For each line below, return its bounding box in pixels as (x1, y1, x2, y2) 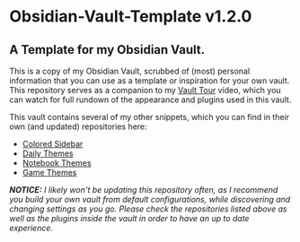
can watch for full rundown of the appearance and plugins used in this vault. (9, 94, 292, 105)
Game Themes (22, 168, 77, 177)
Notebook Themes (22, 158, 92, 168)
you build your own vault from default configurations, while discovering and (9, 194, 291, 204)
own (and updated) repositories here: (9, 121, 147, 132)
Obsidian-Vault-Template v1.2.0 (9, 6, 252, 27)
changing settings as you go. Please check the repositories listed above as (9, 203, 287, 214)
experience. (9, 222, 54, 233)
